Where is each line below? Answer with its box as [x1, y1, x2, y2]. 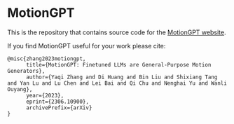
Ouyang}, [7, 85, 33, 92]
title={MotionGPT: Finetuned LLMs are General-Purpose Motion [25, 61, 212, 68]
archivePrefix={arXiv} [25, 104, 92, 111]
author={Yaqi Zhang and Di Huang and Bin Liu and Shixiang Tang [25, 74, 218, 81]
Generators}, [7, 67, 46, 74]
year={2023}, [25, 92, 64, 99]
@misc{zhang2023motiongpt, [7, 55, 86, 62]
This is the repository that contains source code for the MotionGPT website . [7, 28, 226, 36]
